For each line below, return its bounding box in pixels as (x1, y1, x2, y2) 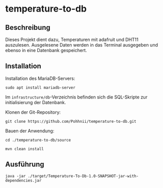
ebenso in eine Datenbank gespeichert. (5, 48, 87, 53)
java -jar (5, 173, 26, 178)
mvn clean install (5, 146, 44, 152)
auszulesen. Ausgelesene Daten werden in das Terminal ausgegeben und (5, 42, 158, 48)
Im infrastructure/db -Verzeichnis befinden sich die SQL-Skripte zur (5, 94, 148, 100)
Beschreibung (5, 23, 50, 32)
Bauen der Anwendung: (5, 127, 55, 134)
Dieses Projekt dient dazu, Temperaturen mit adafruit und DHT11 (5, 36, 139, 42)
